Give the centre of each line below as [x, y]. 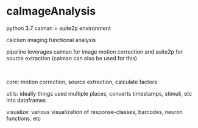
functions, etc [24, 118]
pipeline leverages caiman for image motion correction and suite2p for [95, 52]
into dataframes [26, 100]
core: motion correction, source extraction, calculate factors [82, 82]
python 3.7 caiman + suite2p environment [58, 28]
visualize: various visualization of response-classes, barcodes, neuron [94, 112]
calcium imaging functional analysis [51, 40]
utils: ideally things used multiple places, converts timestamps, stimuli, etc [99, 93]
